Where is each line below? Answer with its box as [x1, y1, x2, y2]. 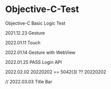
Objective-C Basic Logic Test [5, 20, 66, 26]
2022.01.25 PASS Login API [5, 59, 62, 65]
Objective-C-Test [5, 4, 79, 15]
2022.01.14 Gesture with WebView [5, 49, 76, 55]
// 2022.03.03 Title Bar [5, 78, 53, 84]
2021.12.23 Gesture [5, 30, 45, 36]
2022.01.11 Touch [5, 39, 41, 46]
